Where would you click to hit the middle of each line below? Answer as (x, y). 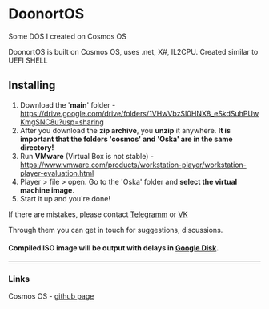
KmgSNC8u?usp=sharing (62, 122)
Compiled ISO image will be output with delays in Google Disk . (114, 248)
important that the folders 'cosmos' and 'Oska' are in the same (126, 139)
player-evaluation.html (57, 173)
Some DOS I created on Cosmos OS (67, 36)
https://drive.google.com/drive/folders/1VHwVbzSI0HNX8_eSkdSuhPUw (139, 113)
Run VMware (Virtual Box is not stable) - (87, 156)
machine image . (47, 190)
